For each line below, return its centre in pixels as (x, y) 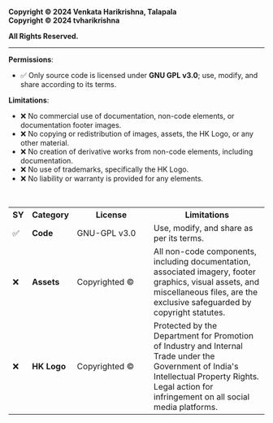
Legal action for (183, 387)
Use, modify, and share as (203, 228)
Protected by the (185, 326)
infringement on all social (201, 397)
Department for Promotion (204, 336)
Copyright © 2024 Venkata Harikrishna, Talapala (93, 12)
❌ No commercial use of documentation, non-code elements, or (127, 116)
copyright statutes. (189, 312)
